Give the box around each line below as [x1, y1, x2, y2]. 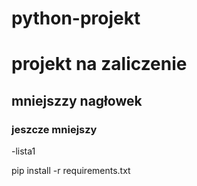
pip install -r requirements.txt [11, 165, 131, 177]
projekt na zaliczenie [11, 53, 188, 76]
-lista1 [11, 145, 36, 157]
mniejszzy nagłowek [11, 92, 143, 109]
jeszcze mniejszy [11, 122, 98, 136]
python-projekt [11, 7, 141, 30]
